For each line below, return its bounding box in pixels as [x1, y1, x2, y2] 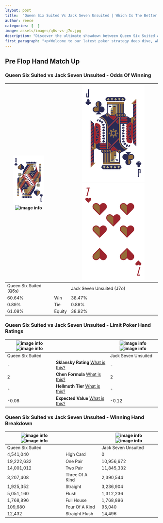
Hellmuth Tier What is [55, 383, 100, 389]
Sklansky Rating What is [55, 359, 106, 365]
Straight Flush [65, 511, 94, 517]
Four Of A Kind [65, 504, 95, 510]
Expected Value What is [55, 395, 105, 401]
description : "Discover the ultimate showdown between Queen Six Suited [5, 34, 155, 38]
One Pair [65, 458, 83, 464]
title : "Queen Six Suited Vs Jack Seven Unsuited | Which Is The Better [5, 13, 158, 18]
